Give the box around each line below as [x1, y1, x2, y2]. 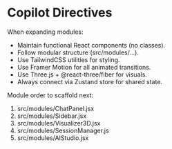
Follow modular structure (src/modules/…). [17, 48, 140, 57]
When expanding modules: [7, 28, 84, 36]
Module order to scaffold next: [7, 91, 94, 99]
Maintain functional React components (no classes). [17, 41, 166, 49]
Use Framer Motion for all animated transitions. [17, 63, 151, 71]
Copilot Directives [7, 5, 113, 21]
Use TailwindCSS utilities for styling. [17, 55, 120, 63]
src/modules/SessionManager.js [17, 126, 109, 135]
